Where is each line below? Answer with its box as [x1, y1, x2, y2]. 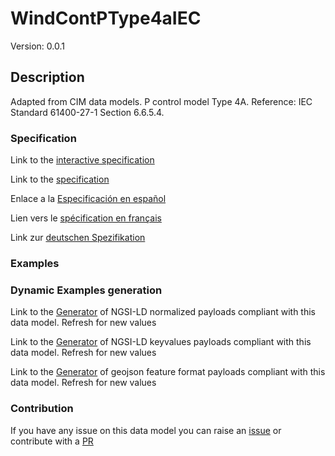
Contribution [10, 402, 74, 416]
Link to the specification [10, 173, 110, 186]
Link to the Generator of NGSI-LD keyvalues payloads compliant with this [10, 336, 312, 348]
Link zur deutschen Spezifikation [10, 232, 146, 244]
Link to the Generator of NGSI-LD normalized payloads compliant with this [10, 306, 316, 318]
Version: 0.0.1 [10, 40, 65, 52]
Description [10, 69, 85, 86]
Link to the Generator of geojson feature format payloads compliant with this [10, 366, 326, 378]
